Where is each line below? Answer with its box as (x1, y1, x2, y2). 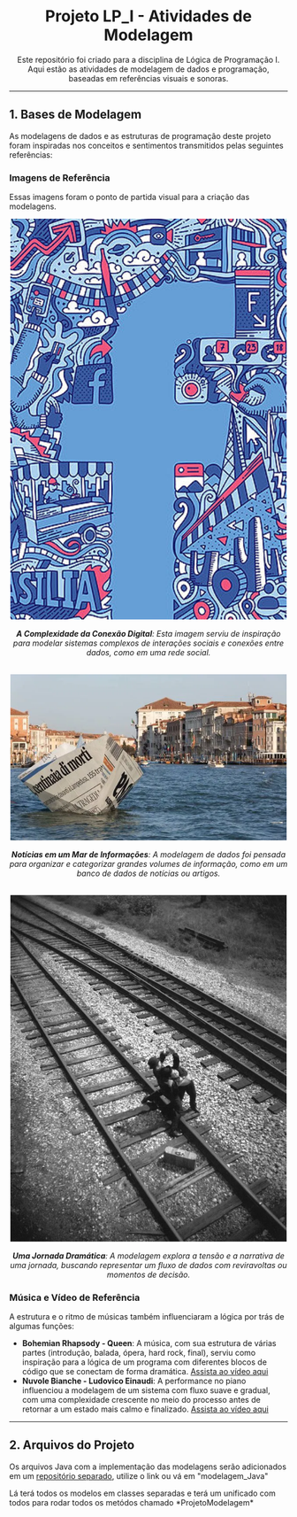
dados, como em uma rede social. (86, 647, 211, 658)
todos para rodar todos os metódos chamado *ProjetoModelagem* (9, 1497, 255, 1507)
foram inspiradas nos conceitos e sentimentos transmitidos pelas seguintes (9, 140, 285, 151)
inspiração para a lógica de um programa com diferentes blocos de (21, 1357, 268, 1367)
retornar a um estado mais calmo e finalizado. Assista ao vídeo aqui (21, 1404, 270, 1414)
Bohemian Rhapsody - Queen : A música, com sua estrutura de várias (21, 1338, 277, 1349)
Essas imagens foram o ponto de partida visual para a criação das (9, 192, 250, 203)
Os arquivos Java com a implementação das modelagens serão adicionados (9, 1461, 287, 1472)
